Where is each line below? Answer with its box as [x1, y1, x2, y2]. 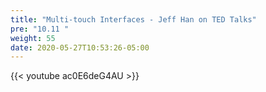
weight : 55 [10, 33, 56, 43]
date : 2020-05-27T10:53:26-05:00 [10, 42, 150, 53]
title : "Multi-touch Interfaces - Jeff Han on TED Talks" [10, 14, 257, 25]
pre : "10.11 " [10, 24, 70, 34]
